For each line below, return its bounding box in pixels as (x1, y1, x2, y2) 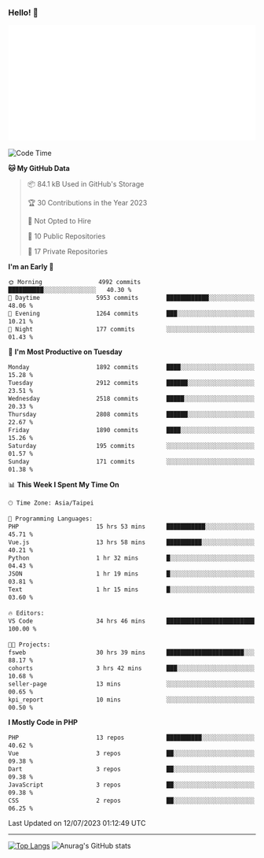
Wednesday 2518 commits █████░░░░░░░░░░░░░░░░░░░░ (8, 395, 255, 403)
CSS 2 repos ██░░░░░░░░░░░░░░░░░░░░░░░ (8, 797, 255, 805)
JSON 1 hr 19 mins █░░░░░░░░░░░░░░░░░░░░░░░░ (8, 570, 255, 578)
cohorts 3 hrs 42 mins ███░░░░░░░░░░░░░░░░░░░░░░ (8, 664, 255, 672)
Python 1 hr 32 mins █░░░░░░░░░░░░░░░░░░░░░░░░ (8, 554, 255, 562)
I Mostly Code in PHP (8, 718, 79, 727)
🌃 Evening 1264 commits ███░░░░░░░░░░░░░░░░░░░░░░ (8, 310, 255, 318)
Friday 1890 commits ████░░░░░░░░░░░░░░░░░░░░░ (8, 427, 255, 435)
